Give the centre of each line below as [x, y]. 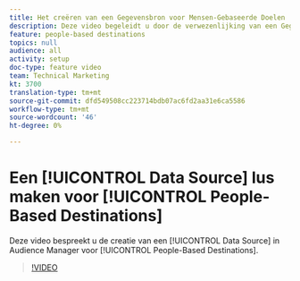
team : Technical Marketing [59, 76]
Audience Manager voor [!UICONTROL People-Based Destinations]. [134, 250]
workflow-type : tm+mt [50, 109]
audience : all [36, 51]
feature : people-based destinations [77, 34]
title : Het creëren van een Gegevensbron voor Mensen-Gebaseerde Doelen [147, 17]
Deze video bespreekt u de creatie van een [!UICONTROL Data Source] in [145, 240]
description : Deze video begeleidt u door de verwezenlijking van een [143, 26]
